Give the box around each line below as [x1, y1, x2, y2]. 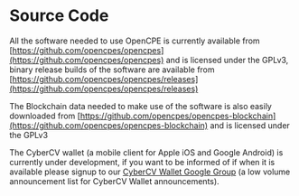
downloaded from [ [9, 110, 81, 121]
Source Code [9, 5, 109, 26]
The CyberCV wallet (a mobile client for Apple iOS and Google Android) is [9, 146, 284, 158]
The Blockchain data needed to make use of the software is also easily [9, 100, 273, 111]
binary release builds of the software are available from [9, 64, 215, 75]
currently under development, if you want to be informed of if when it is [9, 156, 276, 167]
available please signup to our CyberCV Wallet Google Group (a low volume [9, 166, 291, 177]
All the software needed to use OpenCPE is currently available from [9, 35, 260, 46]
